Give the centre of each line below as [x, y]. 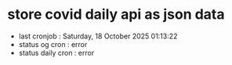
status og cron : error [53, 44]
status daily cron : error [56, 52]
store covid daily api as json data [116, 14]
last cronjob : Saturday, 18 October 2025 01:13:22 [98, 36]
